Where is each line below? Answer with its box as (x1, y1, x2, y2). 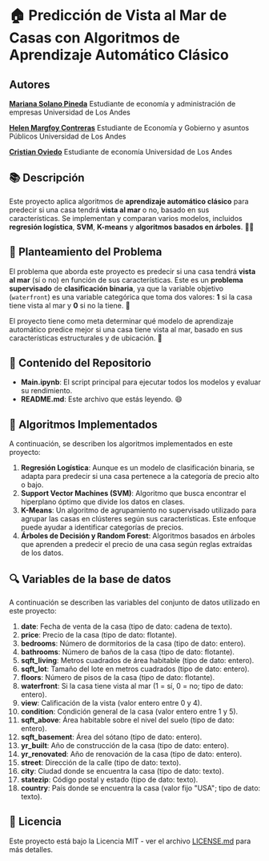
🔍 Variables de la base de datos (9, 572, 171, 585)
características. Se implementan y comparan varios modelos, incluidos (9, 213, 243, 223)
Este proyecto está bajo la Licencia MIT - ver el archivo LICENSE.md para (9, 836, 251, 846)
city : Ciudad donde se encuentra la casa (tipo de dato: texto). (20, 766, 225, 776)
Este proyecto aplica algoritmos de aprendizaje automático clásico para (9, 196, 249, 206)
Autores (9, 78, 50, 91)
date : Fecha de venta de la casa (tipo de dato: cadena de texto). (20, 622, 233, 631)
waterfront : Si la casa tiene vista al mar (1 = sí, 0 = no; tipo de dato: (20, 682, 243, 691)
